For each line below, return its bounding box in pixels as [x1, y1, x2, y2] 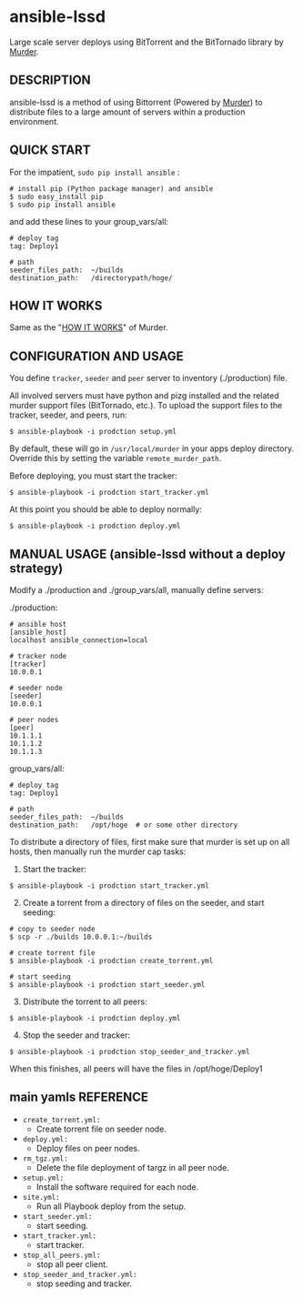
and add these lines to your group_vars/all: [9, 216, 169, 226]
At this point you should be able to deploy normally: [9, 504, 203, 515]
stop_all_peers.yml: [22, 1251, 101, 1260]
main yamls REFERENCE [9, 1090, 148, 1105]
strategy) [9, 560, 64, 576]
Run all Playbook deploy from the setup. [35, 1201, 187, 1212]
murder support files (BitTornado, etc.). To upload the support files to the [9, 400, 283, 411]
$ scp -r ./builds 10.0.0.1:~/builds [9, 932, 153, 941]
